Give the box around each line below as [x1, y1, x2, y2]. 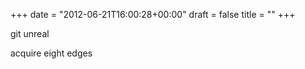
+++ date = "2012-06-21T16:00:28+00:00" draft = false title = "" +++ [10, 9, 296, 20]
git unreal [10, 28, 50, 39]
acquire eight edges [10, 47, 93, 59]
